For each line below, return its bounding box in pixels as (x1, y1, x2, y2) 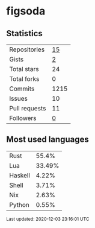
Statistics (6, 28, 43, 39)
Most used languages (6, 135, 89, 145)
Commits (9, 84, 35, 93)
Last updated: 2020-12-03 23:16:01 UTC (6, 216, 90, 222)
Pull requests (9, 104, 46, 112)
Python (9, 200, 30, 209)
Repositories (9, 45, 45, 54)
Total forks (9, 75, 40, 83)
